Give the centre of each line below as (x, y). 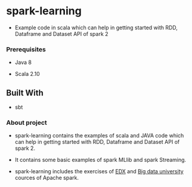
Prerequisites (26, 49)
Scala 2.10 (27, 74)
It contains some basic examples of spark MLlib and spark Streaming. (100, 160)
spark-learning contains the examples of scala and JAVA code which (99, 136)
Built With (25, 93)
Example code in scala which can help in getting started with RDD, (96, 27)
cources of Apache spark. (47, 178)
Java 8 (23, 62)
